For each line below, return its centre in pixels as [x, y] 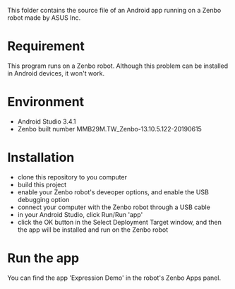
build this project [42, 184]
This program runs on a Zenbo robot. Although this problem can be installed [118, 66]
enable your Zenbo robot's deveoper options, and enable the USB [113, 192]
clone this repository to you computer [72, 177]
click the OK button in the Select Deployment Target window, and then [120, 222]
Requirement [46, 46]
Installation [41, 158]
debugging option [43, 199]
